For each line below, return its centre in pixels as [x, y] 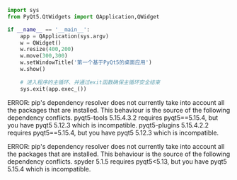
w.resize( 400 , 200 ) [47, 50]
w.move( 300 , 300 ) [44, 56]
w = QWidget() [41, 43]
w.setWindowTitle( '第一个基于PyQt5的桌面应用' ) [86, 63]
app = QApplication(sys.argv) [65, 36]
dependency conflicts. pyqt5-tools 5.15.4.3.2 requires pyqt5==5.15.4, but [113, 118]
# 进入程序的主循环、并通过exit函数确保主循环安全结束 [90, 82]
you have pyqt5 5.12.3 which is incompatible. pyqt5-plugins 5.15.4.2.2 [108, 125]
